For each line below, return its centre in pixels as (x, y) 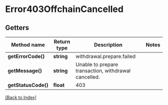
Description (108, 45)
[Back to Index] (21, 97)
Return (62, 42)
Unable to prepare (97, 64)
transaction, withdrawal (103, 71)
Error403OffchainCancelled (64, 9)
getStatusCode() (28, 85)
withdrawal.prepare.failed (106, 56)
